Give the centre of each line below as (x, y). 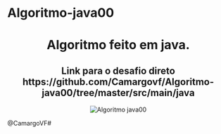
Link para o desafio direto (118, 71)
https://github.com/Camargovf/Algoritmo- (118, 82)
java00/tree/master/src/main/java (118, 93)
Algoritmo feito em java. (118, 45)
